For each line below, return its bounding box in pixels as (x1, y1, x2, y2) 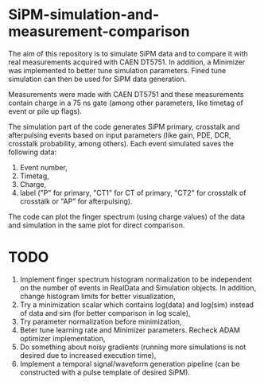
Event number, (19, 162, 68, 172)
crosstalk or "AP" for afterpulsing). (19, 196, 133, 206)
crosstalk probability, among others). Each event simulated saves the (8, 138, 235, 148)
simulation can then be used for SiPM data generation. (8, 74, 187, 84)
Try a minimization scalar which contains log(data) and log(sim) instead (19, 300, 254, 309)
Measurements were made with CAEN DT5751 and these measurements (8, 89, 244, 99)
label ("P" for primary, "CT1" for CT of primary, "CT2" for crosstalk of (19, 188, 247, 197)
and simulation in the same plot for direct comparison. (8, 220, 185, 230)
